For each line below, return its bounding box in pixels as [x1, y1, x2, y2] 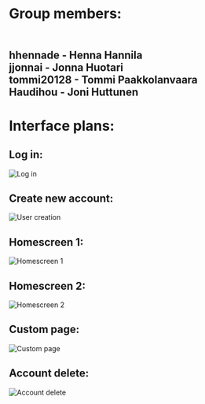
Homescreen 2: [9, 279, 86, 292]
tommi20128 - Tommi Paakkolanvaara [9, 72, 199, 87]
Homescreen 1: [9, 235, 84, 249]
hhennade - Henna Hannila [9, 48, 143, 61]
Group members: [9, 5, 123, 23]
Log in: [9, 148, 43, 161]
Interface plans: [9, 117, 115, 135]
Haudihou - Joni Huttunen [9, 85, 139, 98]
